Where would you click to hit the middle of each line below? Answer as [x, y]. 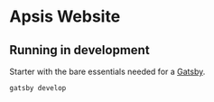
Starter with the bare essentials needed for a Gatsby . [107, 71]
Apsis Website [65, 17]
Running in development [80, 50]
